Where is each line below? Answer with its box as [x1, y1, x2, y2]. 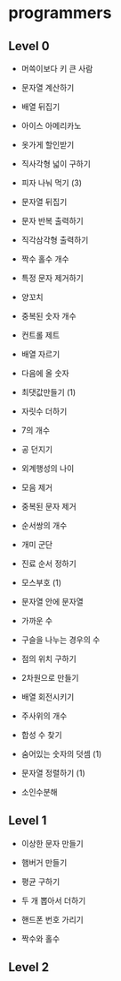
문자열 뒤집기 [20, 196, 68, 207]
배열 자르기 [20, 349, 60, 359]
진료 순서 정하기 [20, 558, 77, 569]
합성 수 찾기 [20, 729, 63, 740]
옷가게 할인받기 [20, 140, 75, 150]
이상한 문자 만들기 [20, 838, 84, 848]
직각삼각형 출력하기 [20, 235, 89, 245]
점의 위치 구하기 [20, 653, 77, 664]
